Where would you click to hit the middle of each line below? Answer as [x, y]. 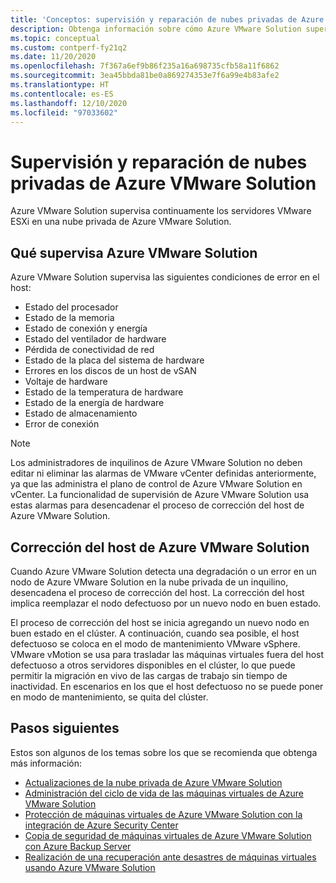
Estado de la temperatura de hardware [104, 392]
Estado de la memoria [69, 318]
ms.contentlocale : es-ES [62, 94]
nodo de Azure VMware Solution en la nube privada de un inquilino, [149, 582]
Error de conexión [62, 424]
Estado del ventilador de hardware [95, 339]
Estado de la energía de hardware [94, 403]
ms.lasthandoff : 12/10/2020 [69, 103]
